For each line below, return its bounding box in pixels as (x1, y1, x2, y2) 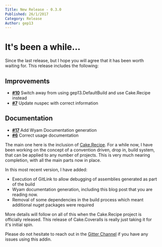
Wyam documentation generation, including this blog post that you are (12, 186, 153, 192)
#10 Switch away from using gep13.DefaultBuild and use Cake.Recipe (12, 90, 151, 95)
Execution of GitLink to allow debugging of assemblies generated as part (12, 176, 157, 182)
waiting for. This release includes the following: (5, 63, 99, 69)
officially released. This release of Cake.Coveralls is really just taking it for (5, 216, 152, 222)
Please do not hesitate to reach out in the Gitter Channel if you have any (5, 231, 148, 237)
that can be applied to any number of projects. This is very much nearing (5, 152, 150, 158)
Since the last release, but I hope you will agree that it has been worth (5, 58, 144, 64)
